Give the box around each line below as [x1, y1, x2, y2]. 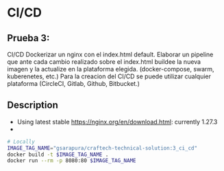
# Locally [7, 138, 36, 145]
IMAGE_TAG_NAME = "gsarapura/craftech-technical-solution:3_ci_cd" [7, 144, 197, 152]
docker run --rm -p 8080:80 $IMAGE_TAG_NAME [7, 157, 136, 164]
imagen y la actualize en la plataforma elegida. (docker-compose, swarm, [7, 65, 214, 73]
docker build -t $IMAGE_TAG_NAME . [7, 151, 109, 158]
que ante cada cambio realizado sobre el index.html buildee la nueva [7, 58, 201, 66]
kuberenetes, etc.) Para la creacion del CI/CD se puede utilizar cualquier [7, 72, 211, 80]
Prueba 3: [7, 32, 50, 44]
